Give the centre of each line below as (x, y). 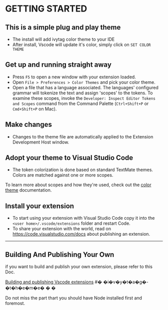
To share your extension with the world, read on (62, 229)
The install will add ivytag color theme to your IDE (63, 39)
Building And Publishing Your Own (60, 255)
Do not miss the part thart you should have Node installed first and (74, 298)
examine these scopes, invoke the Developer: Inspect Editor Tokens (84, 98)
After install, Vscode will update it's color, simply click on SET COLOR (81, 45)
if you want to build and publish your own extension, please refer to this (79, 267)
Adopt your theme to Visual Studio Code (69, 158)
